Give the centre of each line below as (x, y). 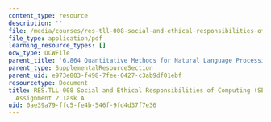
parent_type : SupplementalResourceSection (81, 68)
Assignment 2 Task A (50, 98)
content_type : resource (48, 16)
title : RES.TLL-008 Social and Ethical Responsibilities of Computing (129, 90)
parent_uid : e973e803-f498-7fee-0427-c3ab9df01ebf (95, 75)
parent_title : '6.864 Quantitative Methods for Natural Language (120, 61)
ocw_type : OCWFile (39, 53)
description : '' (35, 23)
